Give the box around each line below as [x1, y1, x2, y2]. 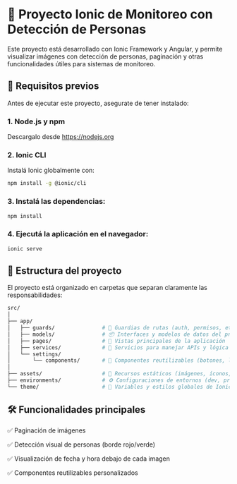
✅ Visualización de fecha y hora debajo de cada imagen [7, 454, 171, 463]
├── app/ [7, 317, 33, 325]
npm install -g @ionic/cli [7, 180, 87, 187]
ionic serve [7, 245, 42, 253]
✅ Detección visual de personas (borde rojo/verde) [7, 440, 156, 449]
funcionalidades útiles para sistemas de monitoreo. [7, 59, 156, 68]
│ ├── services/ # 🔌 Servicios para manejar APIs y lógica [7, 344, 229, 351]
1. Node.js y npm [7, 116, 66, 126]
